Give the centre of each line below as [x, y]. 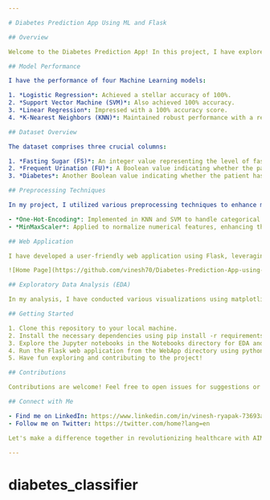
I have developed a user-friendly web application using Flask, [118, 256]
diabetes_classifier [73, 484]
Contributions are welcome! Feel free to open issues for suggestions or [135, 387]
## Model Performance [45, 66]
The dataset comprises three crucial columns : [88, 146]
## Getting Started [41, 314]
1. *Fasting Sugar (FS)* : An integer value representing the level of [129, 161]
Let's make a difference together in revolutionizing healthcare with [129, 438]
